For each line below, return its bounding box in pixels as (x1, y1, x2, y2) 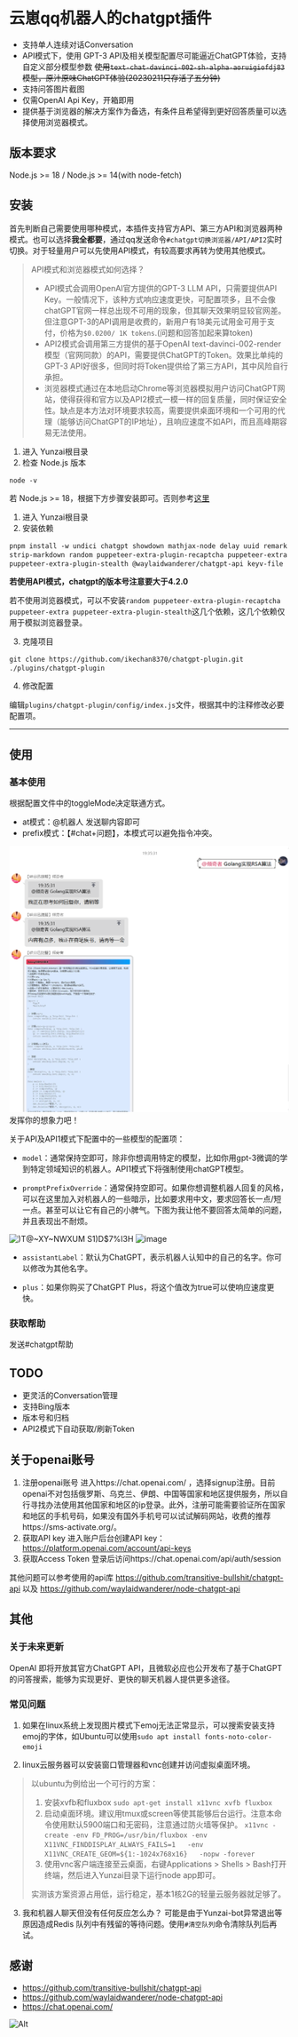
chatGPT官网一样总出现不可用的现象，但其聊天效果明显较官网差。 (43, 305, 286, 315)
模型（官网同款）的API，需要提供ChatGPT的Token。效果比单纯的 (43, 349, 284, 360)
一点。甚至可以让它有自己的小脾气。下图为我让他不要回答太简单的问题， (21, 1205, 286, 1215)
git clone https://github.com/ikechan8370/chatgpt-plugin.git (9, 655, 244, 664)
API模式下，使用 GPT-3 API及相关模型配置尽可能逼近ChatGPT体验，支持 (21, 50, 287, 60)
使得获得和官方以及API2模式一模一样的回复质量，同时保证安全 (59, 394, 287, 404)
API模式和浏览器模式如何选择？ (30, 264, 145, 275)
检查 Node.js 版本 (21, 457, 87, 467)
